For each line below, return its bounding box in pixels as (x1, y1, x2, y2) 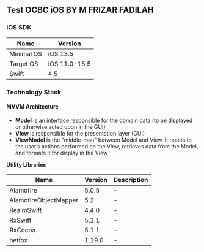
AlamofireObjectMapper (9, 196, 79, 204)
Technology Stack (6, 88, 62, 96)
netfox (9, 235, 28, 244)
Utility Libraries (6, 161, 46, 168)
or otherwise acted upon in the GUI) (15, 123, 106, 131)
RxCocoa (9, 226, 36, 234)
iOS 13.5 (48, 49, 74, 58)
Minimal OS (9, 49, 43, 58)
